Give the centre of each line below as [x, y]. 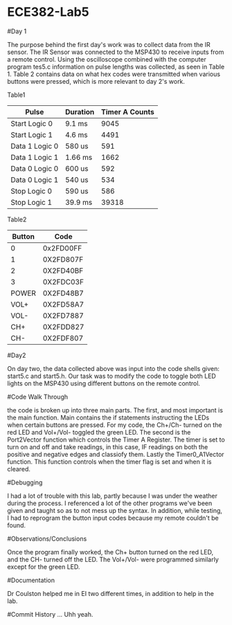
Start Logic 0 [32, 123]
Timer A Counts [128, 111]
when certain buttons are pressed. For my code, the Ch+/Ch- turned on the [115, 425]
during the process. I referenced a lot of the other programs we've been [110, 503]
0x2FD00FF [62, 248]
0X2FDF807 [63, 338]
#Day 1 [17, 31]
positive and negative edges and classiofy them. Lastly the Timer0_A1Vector [116, 454]
